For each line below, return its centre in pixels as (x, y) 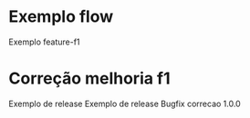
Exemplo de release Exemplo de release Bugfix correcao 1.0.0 (125, 103)
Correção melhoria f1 (89, 79)
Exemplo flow (61, 17)
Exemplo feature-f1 (44, 42)
